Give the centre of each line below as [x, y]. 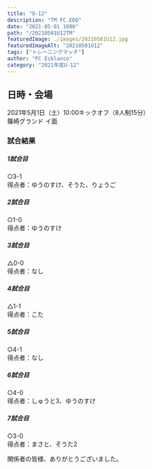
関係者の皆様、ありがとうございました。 [65, 459]
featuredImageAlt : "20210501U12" [55, 46]
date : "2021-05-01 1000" [43, 26]
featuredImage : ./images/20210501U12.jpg [68, 39]
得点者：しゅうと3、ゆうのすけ [51, 401]
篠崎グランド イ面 [32, 121]
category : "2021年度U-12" [43, 65]
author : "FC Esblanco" [40, 59]
